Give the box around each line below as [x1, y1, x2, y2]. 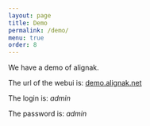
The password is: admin [8, 109, 87, 119]
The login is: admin [8, 94, 71, 103]
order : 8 [8, 41, 37, 49]
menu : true [8, 33, 44, 42]
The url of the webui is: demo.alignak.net [8, 78, 142, 88]
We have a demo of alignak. [8, 63, 99, 72]
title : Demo [8, 19, 48, 27]
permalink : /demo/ [8, 26, 69, 34]
